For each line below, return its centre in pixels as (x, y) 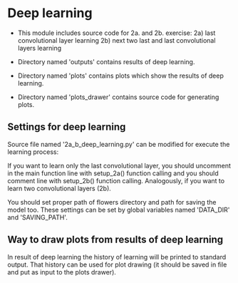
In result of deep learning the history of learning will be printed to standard (117, 257)
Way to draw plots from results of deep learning (115, 240)
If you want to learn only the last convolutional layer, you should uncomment (119, 165)
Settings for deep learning (67, 127)
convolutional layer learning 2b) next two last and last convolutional (117, 40)
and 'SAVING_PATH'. (37, 217)
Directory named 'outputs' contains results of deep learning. (106, 61)
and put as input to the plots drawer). (62, 272)
